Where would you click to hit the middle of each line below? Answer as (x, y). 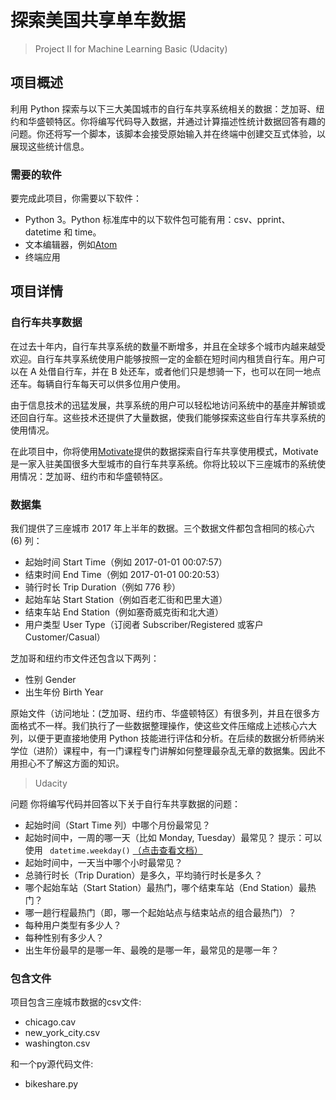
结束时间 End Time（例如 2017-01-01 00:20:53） (124, 575)
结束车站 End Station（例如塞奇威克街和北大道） (124, 612)
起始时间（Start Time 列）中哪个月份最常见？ (118, 825)
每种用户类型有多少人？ (73, 925)
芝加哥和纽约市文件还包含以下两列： (85, 658)
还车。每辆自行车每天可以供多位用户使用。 (98, 383)
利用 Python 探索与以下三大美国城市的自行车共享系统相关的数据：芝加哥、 (163, 108)
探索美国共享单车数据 (98, 20)
